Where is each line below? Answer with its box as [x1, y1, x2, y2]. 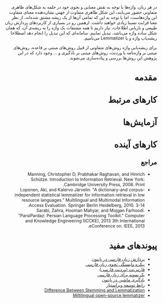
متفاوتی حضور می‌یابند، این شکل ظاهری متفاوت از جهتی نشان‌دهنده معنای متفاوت [9, 9, 157, 15]
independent [15, 192, 40, 198]
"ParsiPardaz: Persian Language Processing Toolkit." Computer [18, 212, 145, 218]
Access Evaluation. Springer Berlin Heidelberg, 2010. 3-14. [27, 202, 145, 208]
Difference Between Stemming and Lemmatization [44, 287, 145, 293]
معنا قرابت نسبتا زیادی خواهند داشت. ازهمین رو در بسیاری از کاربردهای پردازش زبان [5, 19, 157, 25]
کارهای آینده [114, 139, 157, 150]
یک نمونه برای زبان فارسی [97, 271, 145, 277]
